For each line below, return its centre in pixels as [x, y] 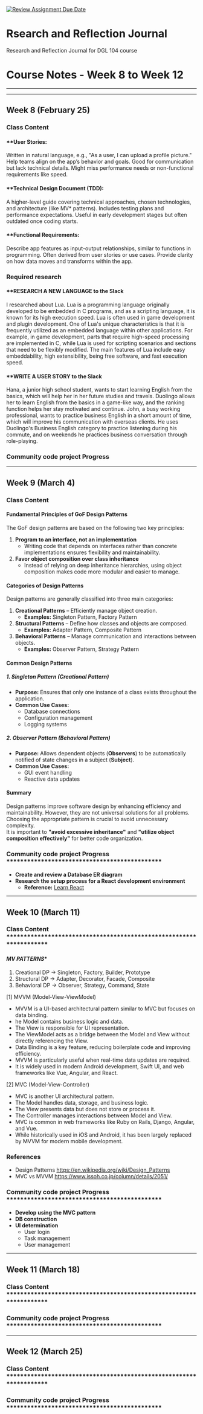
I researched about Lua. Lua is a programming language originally [88, 305]
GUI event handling [48, 772]
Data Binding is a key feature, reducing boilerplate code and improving [103, 1047]
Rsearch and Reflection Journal [87, 34]
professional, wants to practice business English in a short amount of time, [99, 415]
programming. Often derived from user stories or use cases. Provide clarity [100, 254]
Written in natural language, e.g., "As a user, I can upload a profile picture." [99, 155]
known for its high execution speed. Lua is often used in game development [101, 317]
